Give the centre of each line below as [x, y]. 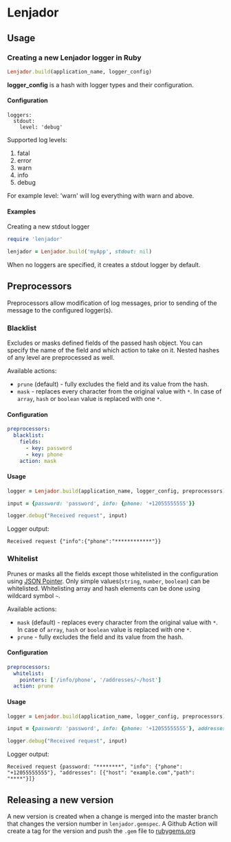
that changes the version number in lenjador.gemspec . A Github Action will [112, 823]
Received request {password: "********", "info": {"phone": [95, 767]
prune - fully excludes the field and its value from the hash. [100, 637]
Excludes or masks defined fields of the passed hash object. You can [105, 343]
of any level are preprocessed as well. [61, 358]
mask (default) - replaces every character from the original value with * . [117, 622]
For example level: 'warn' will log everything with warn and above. [101, 195]
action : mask [38, 461]
